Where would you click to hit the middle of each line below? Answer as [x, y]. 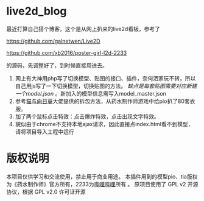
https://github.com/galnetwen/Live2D [53, 41]
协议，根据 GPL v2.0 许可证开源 [46, 192]
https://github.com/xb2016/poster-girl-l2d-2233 [67, 52]
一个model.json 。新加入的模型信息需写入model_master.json [90, 93]
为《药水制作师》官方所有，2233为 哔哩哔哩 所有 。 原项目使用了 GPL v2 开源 [102, 184]
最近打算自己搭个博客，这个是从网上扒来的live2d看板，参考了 [83, 29]
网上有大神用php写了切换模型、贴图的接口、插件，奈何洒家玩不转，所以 [105, 78]
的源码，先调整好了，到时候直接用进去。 [57, 65]
